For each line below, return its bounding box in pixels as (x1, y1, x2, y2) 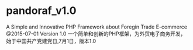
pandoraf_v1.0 (6, 4, 77, 17)
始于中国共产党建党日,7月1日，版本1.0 (6, 37, 96, 44)
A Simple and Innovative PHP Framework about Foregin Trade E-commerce (6, 23, 188, 30)
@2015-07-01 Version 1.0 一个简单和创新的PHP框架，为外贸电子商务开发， (6, 30, 186, 37)
